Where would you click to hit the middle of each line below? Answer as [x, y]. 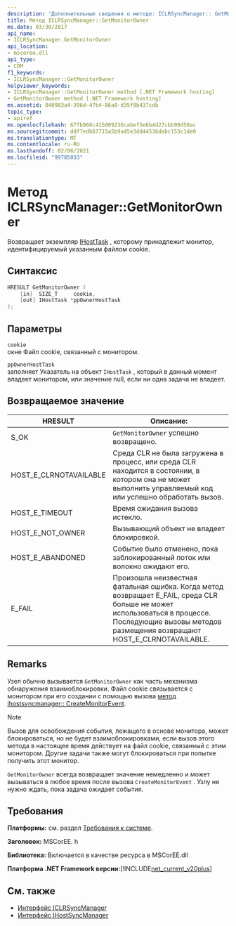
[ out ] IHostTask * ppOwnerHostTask [70, 300]
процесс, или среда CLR [155, 462]
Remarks [27, 664]
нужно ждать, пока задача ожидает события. [76, 789]
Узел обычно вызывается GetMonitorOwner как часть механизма [103, 681]
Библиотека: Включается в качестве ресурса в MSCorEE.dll [98, 855]
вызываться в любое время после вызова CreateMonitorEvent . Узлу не [113, 781]
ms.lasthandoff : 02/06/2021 [48, 151]
